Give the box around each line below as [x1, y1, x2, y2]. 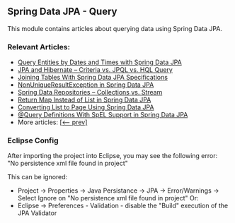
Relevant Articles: [7, 42, 71, 52]
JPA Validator [17, 209, 57, 217]
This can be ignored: [7, 173, 68, 181]
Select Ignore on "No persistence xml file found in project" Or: [17, 194, 200, 203]
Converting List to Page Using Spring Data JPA [17, 103, 154, 111]
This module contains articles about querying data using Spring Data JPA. [7, 24, 223, 32]
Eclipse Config [7, 135, 59, 145]
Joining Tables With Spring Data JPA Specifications [17, 73, 168, 82]
